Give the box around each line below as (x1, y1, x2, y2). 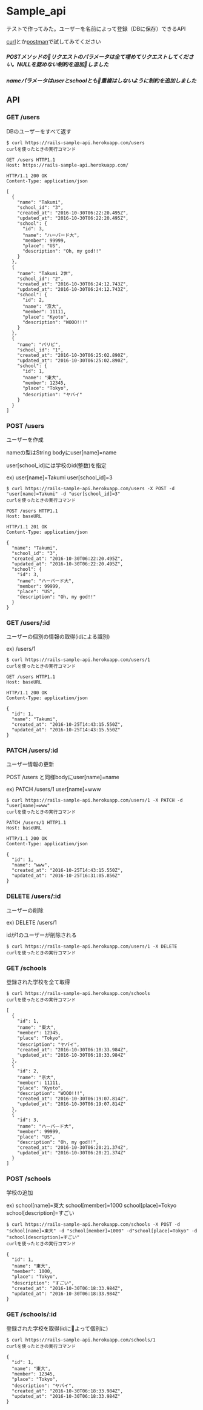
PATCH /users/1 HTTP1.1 (6, 820, 67, 826)
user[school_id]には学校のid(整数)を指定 (6, 462, 107, 469)
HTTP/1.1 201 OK (6, 524, 47, 530)
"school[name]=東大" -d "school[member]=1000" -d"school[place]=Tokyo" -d (6, 1228, 198, 1234)
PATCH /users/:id (6, 747, 59, 755)
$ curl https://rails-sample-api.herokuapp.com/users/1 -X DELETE (6, 943, 178, 949)
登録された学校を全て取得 (6, 979, 70, 986)
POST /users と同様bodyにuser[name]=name (6, 774, 120, 781)
